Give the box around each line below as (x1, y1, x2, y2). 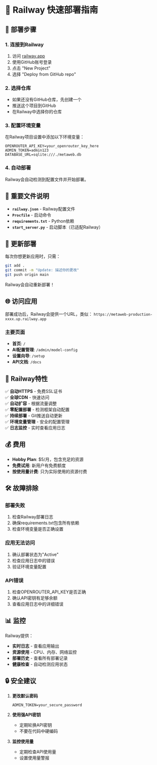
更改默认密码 (12, 693, 38, 698)
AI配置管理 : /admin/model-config (12, 347, 78, 353)
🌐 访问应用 (5, 297, 37, 305)
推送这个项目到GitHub (12, 103, 56, 108)
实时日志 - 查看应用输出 (12, 643, 60, 649)
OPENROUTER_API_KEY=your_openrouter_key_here (5, 144, 99, 149)
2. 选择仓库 (5, 85, 31, 91)
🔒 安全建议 (5, 677, 36, 685)
